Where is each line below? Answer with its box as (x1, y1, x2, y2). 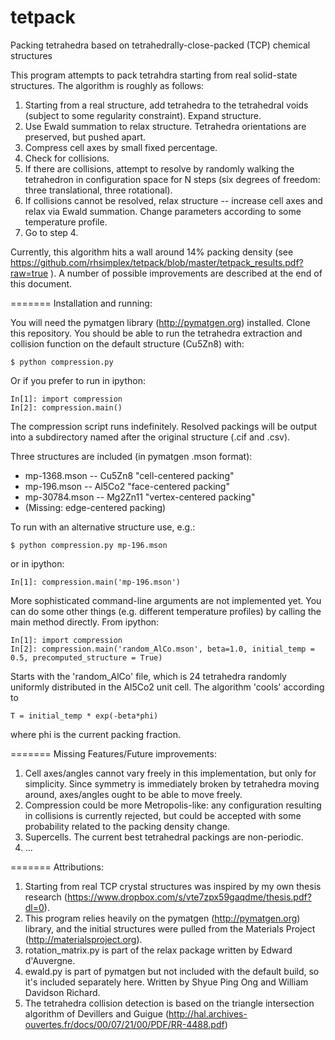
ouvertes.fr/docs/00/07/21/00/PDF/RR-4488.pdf (24, 1018, 225, 1030)
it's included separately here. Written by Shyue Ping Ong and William (24, 976, 309, 988)
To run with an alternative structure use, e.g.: (10, 521, 196, 533)
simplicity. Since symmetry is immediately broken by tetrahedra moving (24, 777, 320, 790)
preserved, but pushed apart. (24, 131, 147, 143)
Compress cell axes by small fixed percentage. (24, 141, 218, 153)
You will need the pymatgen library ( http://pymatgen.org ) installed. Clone (10, 316, 311, 328)
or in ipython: (10, 557, 65, 570)
